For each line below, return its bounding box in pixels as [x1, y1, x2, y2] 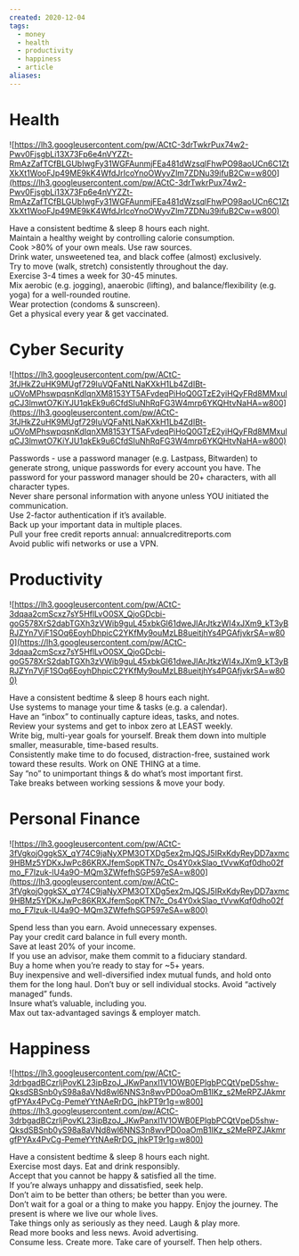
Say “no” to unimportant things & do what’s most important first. [9, 768, 243, 778]
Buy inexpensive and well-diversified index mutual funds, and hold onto [9, 969, 271, 980]
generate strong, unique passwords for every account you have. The [9, 462, 261, 473]
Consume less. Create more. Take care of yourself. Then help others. [9, 1237, 263, 1248]
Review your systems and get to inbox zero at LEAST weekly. [9, 720, 233, 731]
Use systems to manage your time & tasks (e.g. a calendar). [9, 702, 229, 712]
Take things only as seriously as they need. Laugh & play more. [9, 1218, 240, 1228]
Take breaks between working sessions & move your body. [9, 778, 225, 788]
